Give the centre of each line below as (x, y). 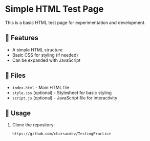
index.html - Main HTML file (41, 87)
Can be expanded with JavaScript (46, 60)
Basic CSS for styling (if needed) (45, 55)
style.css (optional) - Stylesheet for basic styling (62, 93)
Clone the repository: (33, 125)
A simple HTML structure (37, 49)
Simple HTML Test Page (54, 9)
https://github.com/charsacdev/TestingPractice (61, 134)
